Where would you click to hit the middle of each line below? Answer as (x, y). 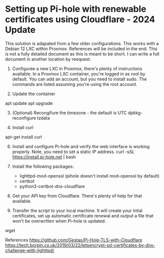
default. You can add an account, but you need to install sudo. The (80, 79)
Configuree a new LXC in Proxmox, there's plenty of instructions (77, 68)
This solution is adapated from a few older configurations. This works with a (82, 43)
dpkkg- (135, 113)
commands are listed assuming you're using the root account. (75, 84)
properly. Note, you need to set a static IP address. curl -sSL (73, 152)
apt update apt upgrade (29, 103)
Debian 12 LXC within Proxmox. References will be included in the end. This (81, 49)
